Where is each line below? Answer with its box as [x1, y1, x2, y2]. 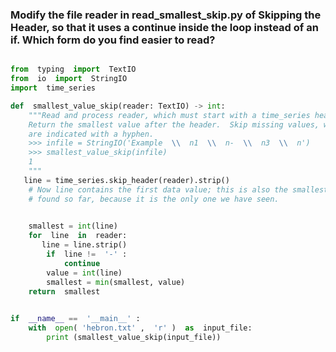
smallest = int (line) [28, 221, 118, 232]
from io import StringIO [10, 74, 128, 84]
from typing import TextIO [10, 64, 137, 75]
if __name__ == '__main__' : [10, 314, 141, 324]
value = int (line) [46, 268, 123, 278]
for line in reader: [28, 231, 128, 241]
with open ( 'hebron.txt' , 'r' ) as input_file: [28, 323, 253, 333]
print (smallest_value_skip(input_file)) [46, 333, 222, 343]
